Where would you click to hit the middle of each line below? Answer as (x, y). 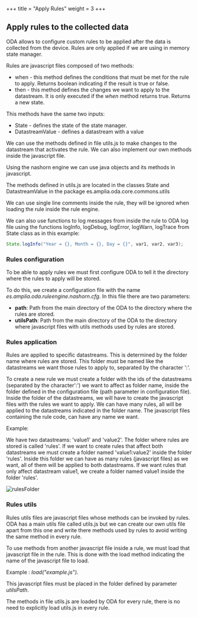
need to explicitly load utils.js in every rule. (58, 608)
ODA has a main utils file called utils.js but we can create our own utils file (96, 524)
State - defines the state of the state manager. (71, 125)
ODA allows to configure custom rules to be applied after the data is (89, 42)
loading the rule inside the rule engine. (53, 209)
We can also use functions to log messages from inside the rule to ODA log (98, 220)
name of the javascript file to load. (48, 561)
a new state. (30, 102)
